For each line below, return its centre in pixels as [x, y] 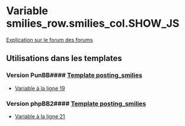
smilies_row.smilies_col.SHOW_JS [93, 23]
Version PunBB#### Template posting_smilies [74, 75]
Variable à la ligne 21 [40, 116]
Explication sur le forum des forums [50, 40]
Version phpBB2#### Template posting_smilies [76, 104]
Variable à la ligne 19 [40, 88]
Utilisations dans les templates [64, 58]
